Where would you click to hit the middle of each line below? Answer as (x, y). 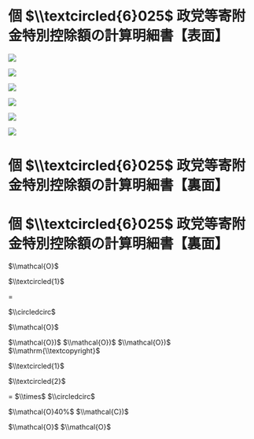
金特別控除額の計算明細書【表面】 (119, 36)
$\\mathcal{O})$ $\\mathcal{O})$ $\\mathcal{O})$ (90, 342)
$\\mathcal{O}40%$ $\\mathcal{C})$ (68, 412)
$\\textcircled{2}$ (37, 382)
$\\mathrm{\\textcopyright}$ (54, 351)
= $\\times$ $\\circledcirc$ (52, 397)
